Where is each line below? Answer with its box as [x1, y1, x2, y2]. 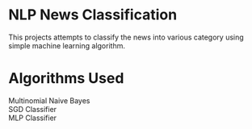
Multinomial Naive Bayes [8, 95, 90, 106]
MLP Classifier [8, 113, 57, 123]
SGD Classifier [8, 104, 57, 114]
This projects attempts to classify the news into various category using [8, 32, 244, 42]
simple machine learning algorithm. [8, 40, 125, 50]
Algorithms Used [8, 69, 124, 88]
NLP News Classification [8, 6, 178, 24]
